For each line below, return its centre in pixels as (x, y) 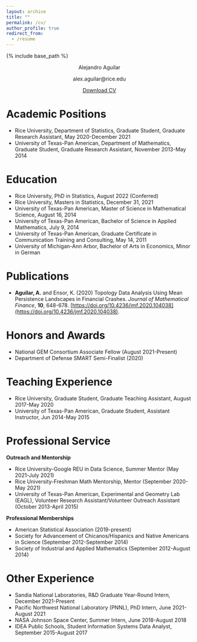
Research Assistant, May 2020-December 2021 (72, 137)
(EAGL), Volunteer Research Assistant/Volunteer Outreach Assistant (97, 500)
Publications (38, 276)
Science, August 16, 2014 (46, 215)
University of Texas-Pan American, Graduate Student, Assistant (92, 411)
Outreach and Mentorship (38, 457)
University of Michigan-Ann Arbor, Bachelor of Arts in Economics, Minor (102, 246)
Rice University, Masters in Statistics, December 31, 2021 (84, 202)
